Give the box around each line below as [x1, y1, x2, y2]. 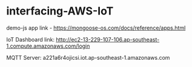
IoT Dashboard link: [6, 36, 55, 43]
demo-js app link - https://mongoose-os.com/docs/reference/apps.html [6, 24, 186, 31]
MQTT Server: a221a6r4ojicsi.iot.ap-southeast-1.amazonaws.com [6, 54, 170, 61]
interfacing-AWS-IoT [6, 4, 114, 18]
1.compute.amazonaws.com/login [6, 42, 90, 49]
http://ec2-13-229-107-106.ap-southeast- [55, 36, 160, 43]
